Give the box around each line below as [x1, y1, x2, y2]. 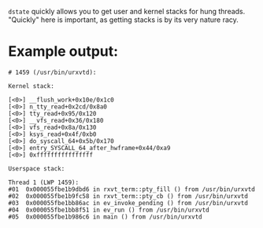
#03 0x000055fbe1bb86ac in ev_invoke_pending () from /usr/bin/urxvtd [8, 199, 248, 207]
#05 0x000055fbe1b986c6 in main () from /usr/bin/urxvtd [8, 212, 202, 221]
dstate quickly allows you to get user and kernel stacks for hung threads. [8, 7, 246, 16]
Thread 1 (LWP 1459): [8, 178, 80, 186]
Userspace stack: [8, 164, 65, 172]
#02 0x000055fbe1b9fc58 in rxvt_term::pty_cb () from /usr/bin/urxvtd [8, 192, 248, 200]
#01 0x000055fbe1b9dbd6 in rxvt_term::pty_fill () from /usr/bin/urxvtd [8, 185, 256, 193]
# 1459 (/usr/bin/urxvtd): [8, 68, 97, 76]
